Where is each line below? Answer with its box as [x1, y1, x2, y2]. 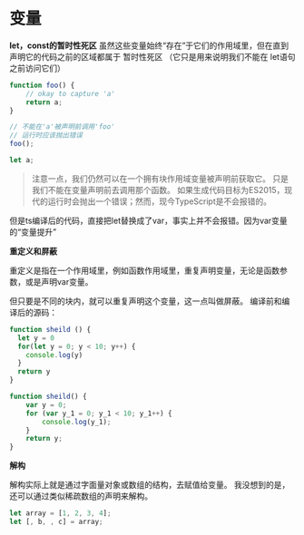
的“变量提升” [9, 226, 57, 237]
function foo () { [9, 81, 75, 90]
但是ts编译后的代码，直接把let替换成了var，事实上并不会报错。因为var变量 [9, 215, 288, 226]
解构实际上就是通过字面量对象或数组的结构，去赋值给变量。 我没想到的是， [9, 480, 290, 491]
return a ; [25, 97, 64, 107]
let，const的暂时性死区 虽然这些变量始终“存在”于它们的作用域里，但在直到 [9, 40, 289, 51]
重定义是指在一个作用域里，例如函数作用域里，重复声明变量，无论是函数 [9, 265, 279, 276]
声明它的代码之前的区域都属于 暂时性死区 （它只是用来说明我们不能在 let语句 [9, 51, 296, 62]
